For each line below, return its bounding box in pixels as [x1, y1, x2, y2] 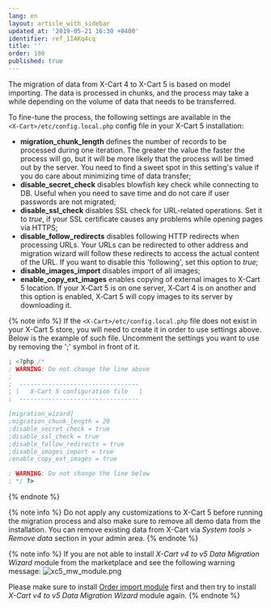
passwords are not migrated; [19, 196, 116, 207]
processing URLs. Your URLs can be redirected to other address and [19, 240, 248, 250]
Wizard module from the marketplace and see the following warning [8, 558, 235, 567]
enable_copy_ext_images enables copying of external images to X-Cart [19, 274, 260, 284]
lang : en [8, 11, 38, 20]
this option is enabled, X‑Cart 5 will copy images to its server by [19, 291, 233, 301]
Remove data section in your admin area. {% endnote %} [8, 533, 199, 543]
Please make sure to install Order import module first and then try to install [8, 582, 256, 592]
